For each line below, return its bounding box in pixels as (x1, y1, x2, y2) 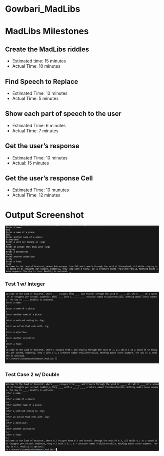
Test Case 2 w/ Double (5, 371, 60, 378)
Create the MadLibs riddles (5, 45, 89, 53)
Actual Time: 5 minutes (12, 96, 59, 101)
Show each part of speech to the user (5, 110, 122, 118)
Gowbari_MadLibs (5, 3, 81, 15)
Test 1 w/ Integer (5, 280, 45, 287)
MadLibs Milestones (5, 26, 89, 37)
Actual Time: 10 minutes (12, 63, 61, 69)
